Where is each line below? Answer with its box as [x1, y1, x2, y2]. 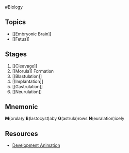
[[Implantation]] [12, 78, 44, 84]
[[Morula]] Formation [12, 68, 54, 74]
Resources [5, 129, 38, 138]
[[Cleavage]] [12, 63, 38, 69]
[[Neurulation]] [12, 89, 42, 94]
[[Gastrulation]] [12, 83, 43, 89]
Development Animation [12, 142, 61, 148]
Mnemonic [5, 103, 38, 111]
